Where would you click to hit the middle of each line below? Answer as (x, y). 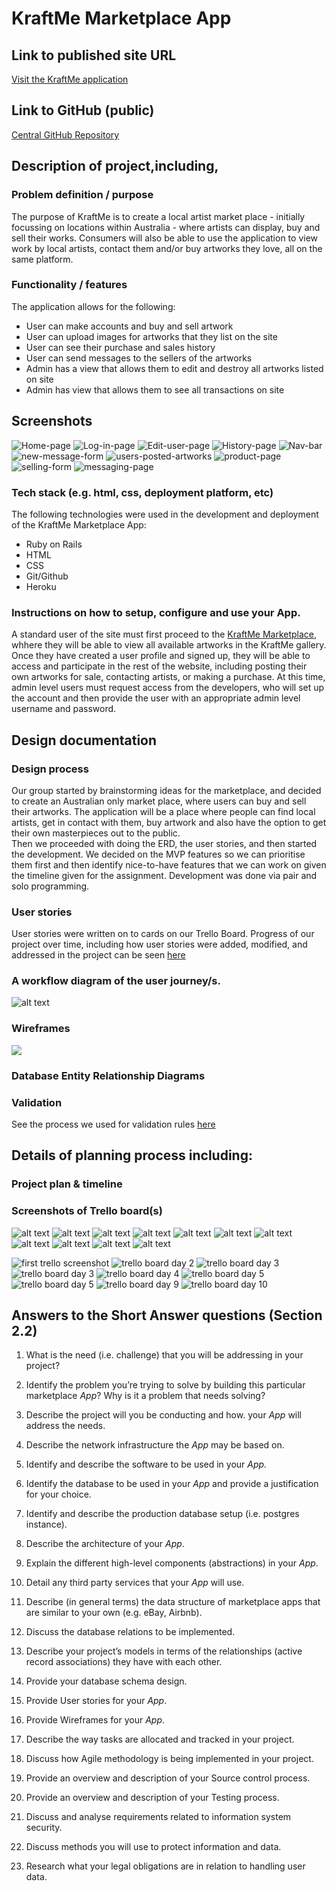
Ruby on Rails (54, 544)
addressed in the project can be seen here (98, 955)
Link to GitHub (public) (83, 110)
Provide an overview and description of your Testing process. (152, 1798)
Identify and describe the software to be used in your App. (146, 1464)
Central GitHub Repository (65, 134)
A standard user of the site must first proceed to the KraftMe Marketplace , (164, 634)
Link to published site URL (94, 55)
